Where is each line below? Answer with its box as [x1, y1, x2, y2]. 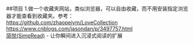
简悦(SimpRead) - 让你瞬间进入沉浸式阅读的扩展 [6, 32, 123, 39]
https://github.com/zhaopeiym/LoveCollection [6, 19, 118, 26]
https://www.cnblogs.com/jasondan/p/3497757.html [6, 25, 133, 32]
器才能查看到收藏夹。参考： [6, 12, 74, 19]
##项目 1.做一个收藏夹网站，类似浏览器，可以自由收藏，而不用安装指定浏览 [6, 5, 189, 12]
